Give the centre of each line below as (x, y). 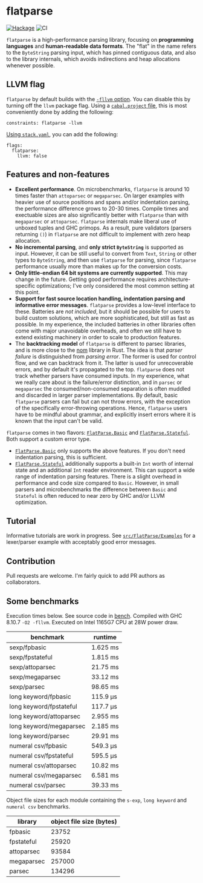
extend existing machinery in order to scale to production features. (98, 337)
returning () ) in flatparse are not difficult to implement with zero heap (102, 234)
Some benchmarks (43, 601)
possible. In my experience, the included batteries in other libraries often (105, 324)
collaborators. (24, 582)
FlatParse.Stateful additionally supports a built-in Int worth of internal (104, 463)
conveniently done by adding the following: (60, 112)
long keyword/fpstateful (43, 706)
